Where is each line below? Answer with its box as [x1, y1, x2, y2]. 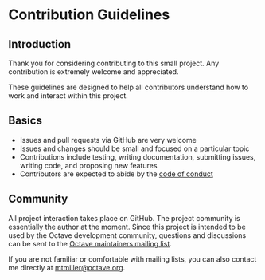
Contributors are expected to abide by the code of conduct [19, 169, 213, 179]
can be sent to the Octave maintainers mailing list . [8, 239, 173, 248]
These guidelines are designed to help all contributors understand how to [8, 82, 249, 92]
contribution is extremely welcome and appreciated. [8, 67, 179, 77]
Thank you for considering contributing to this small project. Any [8, 58, 220, 68]
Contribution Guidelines [8, 6, 170, 24]
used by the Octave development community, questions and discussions [8, 230, 247, 240]
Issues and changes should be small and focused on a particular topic [19, 144, 250, 153]
